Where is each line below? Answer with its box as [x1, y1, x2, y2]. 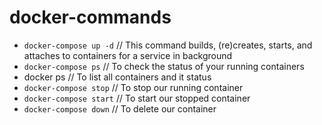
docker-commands [9, 6, 172, 29]
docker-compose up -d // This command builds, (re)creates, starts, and [23, 39, 313, 51]
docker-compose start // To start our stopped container [23, 92, 251, 104]
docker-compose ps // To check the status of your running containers [23, 60, 305, 72]
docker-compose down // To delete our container [23, 102, 217, 115]
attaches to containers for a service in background [23, 49, 233, 61]
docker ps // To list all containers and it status [23, 71, 212, 83]
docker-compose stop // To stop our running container [23, 81, 244, 93]
